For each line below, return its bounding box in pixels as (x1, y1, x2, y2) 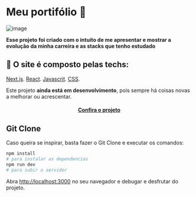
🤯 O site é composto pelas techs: (6, 60, 129, 70)
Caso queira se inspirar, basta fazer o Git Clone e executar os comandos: (6, 139, 184, 146)
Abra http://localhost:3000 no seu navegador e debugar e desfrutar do (6, 178, 179, 185)
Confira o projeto (77, 106, 121, 114)
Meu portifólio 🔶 (6, 5, 87, 19)
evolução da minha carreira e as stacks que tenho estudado (6, 42, 156, 50)
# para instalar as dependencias (6, 156, 89, 162)
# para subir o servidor (6, 167, 67, 173)
